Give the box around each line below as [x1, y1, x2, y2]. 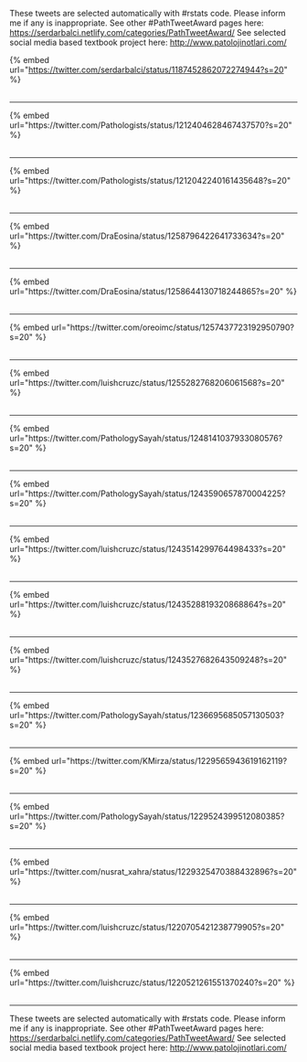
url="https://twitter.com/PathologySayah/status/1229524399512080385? [9, 811, 285, 822]
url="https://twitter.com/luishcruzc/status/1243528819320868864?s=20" [9, 599, 286, 610]
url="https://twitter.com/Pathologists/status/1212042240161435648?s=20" [9, 175, 291, 186]
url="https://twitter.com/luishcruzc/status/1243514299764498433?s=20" [9, 544, 286, 554]
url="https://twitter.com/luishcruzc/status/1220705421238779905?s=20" [9, 922, 285, 932]
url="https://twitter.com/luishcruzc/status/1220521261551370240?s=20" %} [9, 977, 295, 988]
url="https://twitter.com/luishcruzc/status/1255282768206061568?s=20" [9, 377, 285, 388]
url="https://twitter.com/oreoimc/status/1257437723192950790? [51, 322, 295, 333]
